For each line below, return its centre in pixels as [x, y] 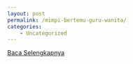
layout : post [26, 14]
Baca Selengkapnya [36, 53]
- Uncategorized [44, 33]
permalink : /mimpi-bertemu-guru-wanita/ [67, 20]
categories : [24, 26]
